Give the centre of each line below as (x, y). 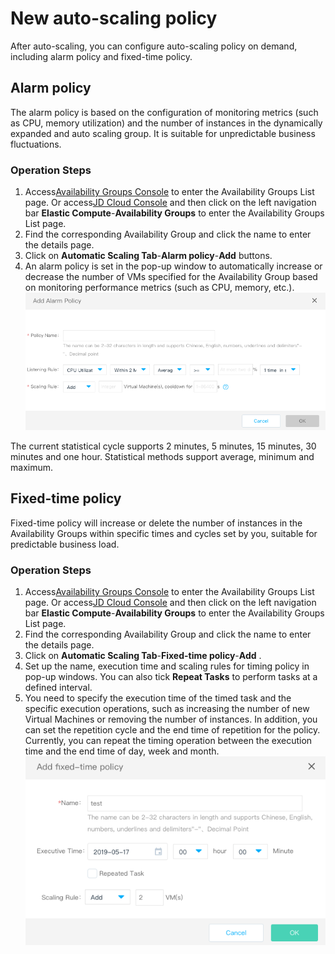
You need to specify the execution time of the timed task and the (158, 698)
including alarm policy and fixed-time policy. (101, 56)
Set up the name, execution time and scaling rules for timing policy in (167, 666)
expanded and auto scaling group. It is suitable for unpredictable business (163, 133)
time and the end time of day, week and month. (122, 751)
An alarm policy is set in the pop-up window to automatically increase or (173, 266)
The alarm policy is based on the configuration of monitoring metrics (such (164, 112)
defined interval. (58, 687)
